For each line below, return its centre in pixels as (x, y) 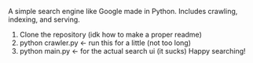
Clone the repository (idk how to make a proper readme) (110, 35)
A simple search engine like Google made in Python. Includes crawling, (123, 11)
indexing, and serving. (44, 19)
